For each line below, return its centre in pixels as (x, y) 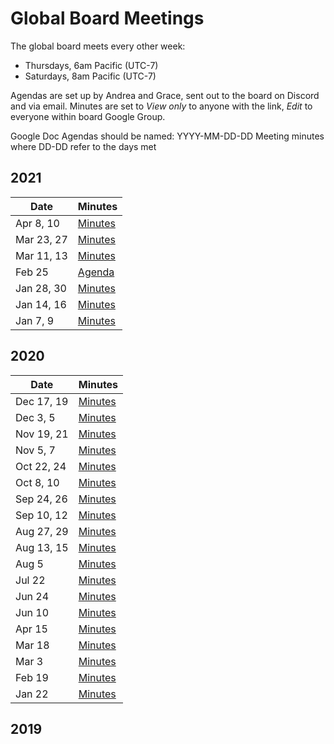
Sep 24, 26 (41, 499)
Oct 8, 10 (37, 482)
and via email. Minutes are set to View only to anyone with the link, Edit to (161, 106)
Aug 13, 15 (42, 547)
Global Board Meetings (107, 18)
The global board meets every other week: (98, 46)
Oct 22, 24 (41, 466)
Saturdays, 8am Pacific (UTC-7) (90, 76)
